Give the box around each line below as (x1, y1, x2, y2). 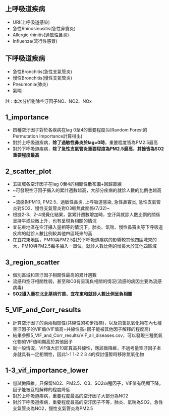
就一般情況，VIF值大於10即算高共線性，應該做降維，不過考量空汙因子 (12, 344, 157, 351)
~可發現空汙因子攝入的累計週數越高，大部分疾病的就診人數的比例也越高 (12, 187, 162, 193)
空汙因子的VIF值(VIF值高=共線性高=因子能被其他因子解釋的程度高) (12, 326, 150, 332)
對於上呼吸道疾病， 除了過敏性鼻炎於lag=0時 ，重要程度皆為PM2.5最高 (12, 140, 158, 146)
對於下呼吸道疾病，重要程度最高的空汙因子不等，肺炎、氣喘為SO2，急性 (12, 399, 163, 405)
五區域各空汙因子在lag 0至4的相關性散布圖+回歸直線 (12, 181, 122, 187)
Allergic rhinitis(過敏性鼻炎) (12, 32, 69, 38)
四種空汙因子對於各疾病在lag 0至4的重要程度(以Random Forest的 (12, 127, 148, 133)
